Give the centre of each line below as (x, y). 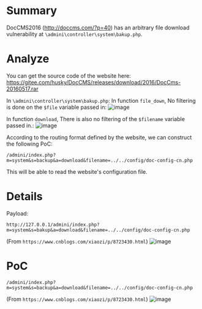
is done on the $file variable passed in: (57, 107)
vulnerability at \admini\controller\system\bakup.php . (74, 34)
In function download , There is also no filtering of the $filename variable (96, 119)
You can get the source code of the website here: (69, 76)
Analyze (28, 59)
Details (24, 197)
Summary (32, 11)
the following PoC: (30, 144)
